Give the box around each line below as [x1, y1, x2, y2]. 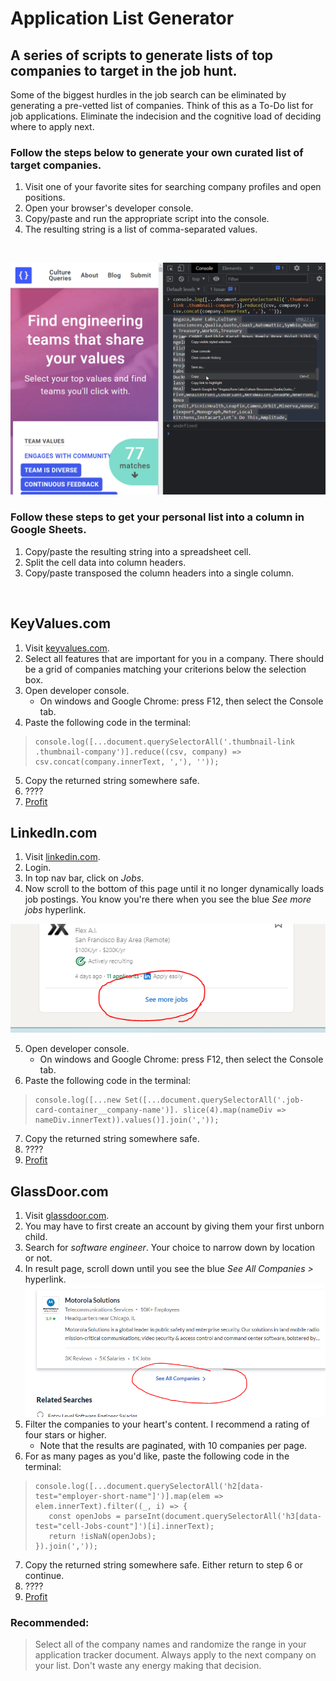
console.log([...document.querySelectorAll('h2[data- [34, 1481, 264, 1491]
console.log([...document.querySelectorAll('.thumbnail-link [34, 737, 296, 747]
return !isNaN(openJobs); [48, 1531, 157, 1541]
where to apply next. [10, 121, 95, 132]
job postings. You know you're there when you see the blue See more [24, 893, 312, 906]
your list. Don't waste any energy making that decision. [34, 1659, 262, 1671]
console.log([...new [34, 1095, 121, 1106]
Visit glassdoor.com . [24, 1210, 110, 1222]
